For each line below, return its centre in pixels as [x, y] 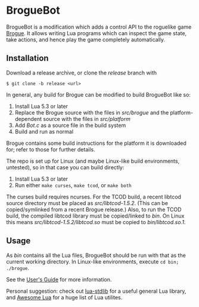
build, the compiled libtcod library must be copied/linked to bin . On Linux [95, 216]
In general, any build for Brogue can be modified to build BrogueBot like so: [98, 94]
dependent [28, 119]
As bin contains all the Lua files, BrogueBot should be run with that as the [96, 255]
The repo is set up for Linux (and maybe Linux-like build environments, [93, 161]
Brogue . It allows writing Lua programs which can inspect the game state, [97, 33]
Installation [27, 58]
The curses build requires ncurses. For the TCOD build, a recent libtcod [94, 197]
